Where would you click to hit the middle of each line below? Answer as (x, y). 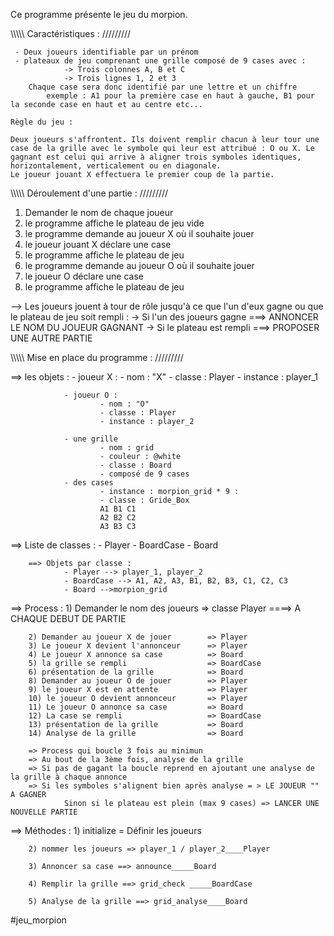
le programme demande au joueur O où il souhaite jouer (139, 265)
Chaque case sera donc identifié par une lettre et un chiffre (163, 87)
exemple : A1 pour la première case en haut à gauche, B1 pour (180, 96)
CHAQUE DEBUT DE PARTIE (68, 618)
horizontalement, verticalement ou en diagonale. (116, 166)
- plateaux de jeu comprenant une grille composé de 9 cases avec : (160, 61)
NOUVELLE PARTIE (44, 812)
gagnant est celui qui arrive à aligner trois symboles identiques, (156, 157)
